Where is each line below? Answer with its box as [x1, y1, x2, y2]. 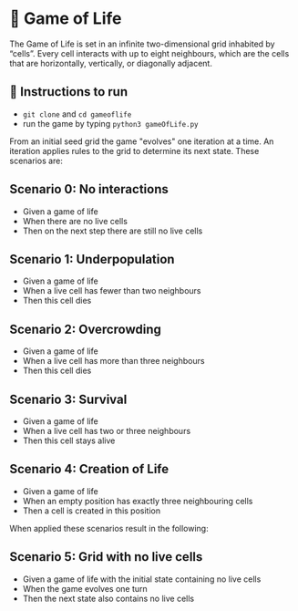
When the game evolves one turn [22, 583, 148, 594]
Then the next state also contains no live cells [22, 593, 194, 604]
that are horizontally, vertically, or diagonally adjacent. [9, 57, 212, 68]
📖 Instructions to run [9, 84, 128, 99]
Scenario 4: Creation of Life [9, 461, 170, 477]
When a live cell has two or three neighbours [22, 426, 191, 436]
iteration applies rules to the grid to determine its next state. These [9, 145, 260, 156]
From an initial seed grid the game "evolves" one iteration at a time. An [9, 136, 274, 147]
